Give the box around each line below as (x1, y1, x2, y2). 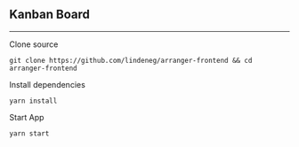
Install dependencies (9, 79, 86, 89)
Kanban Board (9, 7, 91, 22)
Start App (9, 112, 44, 122)
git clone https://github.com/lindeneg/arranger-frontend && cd (9, 56, 253, 65)
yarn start (9, 128, 50, 138)
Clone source (9, 39, 59, 50)
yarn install (9, 97, 58, 105)
